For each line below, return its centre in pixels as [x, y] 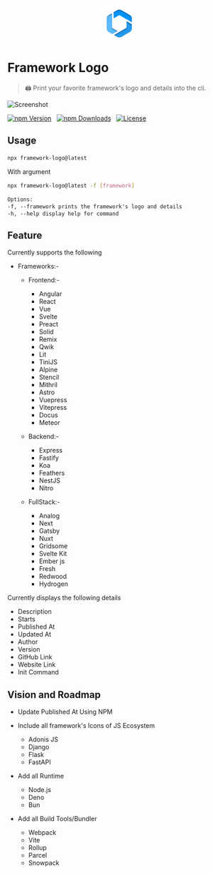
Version [29, 649]
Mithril [48, 385]
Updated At [34, 634]
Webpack [42, 833]
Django [39, 747]
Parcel [38, 855]
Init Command [38, 672]
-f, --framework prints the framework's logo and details [95, 206]
